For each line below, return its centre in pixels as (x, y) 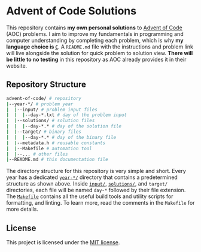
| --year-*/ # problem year (40, 104)
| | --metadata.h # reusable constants (56, 143)
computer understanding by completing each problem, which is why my (95, 40)
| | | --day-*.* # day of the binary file (61, 137)
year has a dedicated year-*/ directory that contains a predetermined (92, 177)
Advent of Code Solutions (71, 11)
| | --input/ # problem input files (52, 110)
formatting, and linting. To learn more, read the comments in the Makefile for (101, 203)
